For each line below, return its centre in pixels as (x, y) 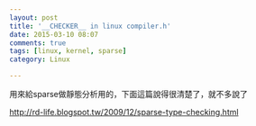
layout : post (34, 18)
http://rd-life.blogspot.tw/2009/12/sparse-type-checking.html (124, 112)
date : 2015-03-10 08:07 (54, 34)
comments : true (38, 43)
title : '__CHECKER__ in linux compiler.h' (90, 26)
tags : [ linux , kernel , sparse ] (68, 51)
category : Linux (40, 59)
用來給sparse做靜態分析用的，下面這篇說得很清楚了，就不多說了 (128, 94)
